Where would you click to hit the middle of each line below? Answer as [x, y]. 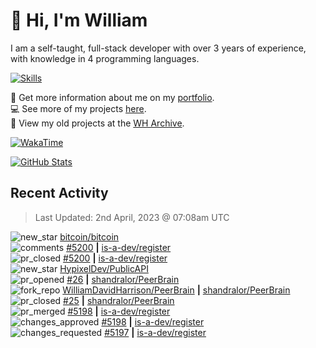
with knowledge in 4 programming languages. [105, 58]
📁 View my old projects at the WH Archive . [97, 123]
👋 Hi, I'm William [79, 20]
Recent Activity [59, 193]
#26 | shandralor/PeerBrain [123, 279]
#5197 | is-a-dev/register [155, 332]
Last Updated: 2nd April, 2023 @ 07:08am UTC [132, 217]
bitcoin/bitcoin [89, 236]
